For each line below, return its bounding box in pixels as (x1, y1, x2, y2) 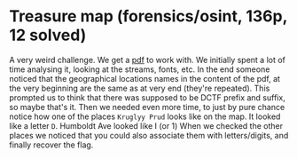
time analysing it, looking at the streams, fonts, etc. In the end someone (9, 64, 270, 75)
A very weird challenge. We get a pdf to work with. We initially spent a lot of (9, 54, 286, 65)
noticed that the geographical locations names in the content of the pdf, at (9, 73, 281, 83)
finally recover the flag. (9, 139, 94, 150)
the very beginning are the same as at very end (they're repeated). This (9, 83, 270, 93)
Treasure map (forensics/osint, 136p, (9, 6, 288, 27)
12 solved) (9, 25, 87, 45)
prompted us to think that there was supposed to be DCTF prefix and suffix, (9, 91, 285, 103)
